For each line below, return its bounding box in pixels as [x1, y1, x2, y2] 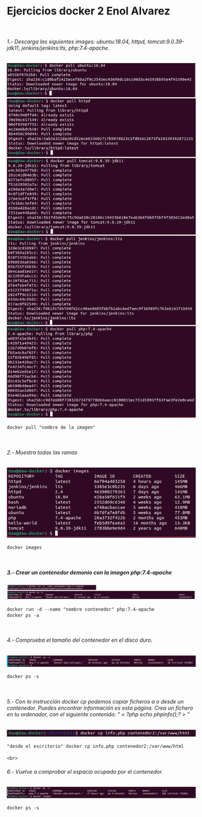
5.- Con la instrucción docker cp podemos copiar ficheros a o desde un [7, 698, 185, 705]
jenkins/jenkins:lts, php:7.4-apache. [21, 44, 110, 52]
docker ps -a [7, 612, 40, 618]
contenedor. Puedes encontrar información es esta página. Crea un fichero [7, 704, 194, 712]
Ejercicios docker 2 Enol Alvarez [7, 4, 170, 18]
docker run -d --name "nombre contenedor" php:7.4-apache [7, 606, 155, 612]
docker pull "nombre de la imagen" [7, 424, 96, 430]
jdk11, [7, 44, 20, 52]
